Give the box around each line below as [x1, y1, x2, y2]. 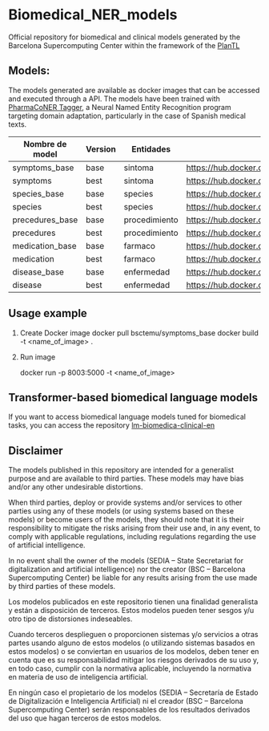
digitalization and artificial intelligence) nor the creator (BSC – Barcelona [8, 564, 246, 575]
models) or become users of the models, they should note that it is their [8, 515, 244, 525]
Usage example [8, 307, 88, 320]
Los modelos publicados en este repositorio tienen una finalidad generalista [8, 597, 259, 607]
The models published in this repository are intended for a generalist [8, 465, 235, 475]
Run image [19, 351, 56, 362]
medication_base [12, 240, 77, 251]
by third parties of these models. [8, 582, 116, 591]
